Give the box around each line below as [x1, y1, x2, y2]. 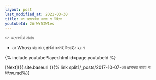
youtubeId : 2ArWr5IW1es [5, 21, 55, 26]
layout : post [5, 7, 32, 12]
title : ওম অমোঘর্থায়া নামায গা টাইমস [5, 16, 62, 21]
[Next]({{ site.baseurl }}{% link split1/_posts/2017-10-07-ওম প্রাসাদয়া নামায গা [5, 64, 151, 70]
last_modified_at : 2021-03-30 [5, 12, 68, 17]
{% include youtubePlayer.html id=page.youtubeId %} [5, 55, 116, 61]
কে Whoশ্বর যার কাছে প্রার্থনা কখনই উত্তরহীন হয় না [12, 45, 86, 51]
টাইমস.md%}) [5, 70, 30, 76]
